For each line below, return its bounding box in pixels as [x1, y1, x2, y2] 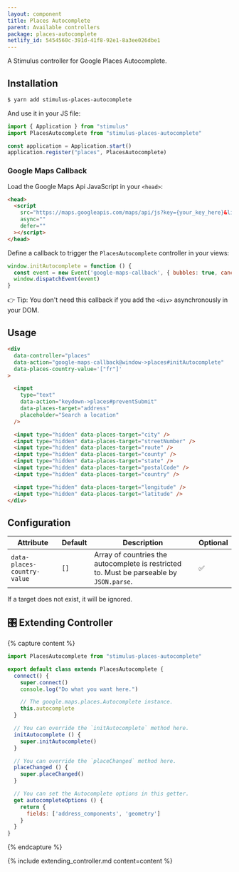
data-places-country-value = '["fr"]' [14, 365, 122, 372]
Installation [7, 77, 58, 89]
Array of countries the [93, 550, 168, 560]
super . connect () [20, 679, 69, 686]
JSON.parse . [93, 577, 133, 587]
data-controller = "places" [14, 352, 91, 359]
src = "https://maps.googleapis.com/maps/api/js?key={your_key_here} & [20, 209, 228, 216]
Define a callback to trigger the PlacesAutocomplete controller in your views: [7, 248, 230, 257]
